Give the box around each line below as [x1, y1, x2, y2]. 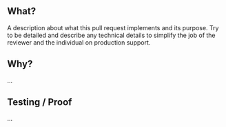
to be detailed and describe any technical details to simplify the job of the [7, 31, 216, 39]
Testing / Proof [7, 96, 72, 108]
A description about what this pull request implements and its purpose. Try [7, 23, 219, 32]
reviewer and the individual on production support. [7, 38, 151, 47]
